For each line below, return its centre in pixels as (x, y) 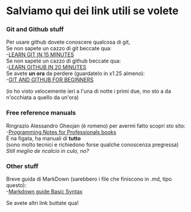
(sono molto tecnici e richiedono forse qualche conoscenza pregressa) (93, 144)
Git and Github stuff (35, 30)
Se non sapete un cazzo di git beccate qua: (59, 48)
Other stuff (22, 166)
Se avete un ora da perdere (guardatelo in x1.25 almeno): (75, 74)
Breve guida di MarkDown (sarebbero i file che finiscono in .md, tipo (89, 179)
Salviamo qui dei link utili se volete (93, 11)
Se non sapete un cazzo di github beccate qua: (64, 61)
